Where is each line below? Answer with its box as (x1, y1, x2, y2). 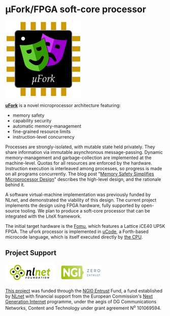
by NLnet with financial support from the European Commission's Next (5, 293, 153, 299)
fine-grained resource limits (12, 128, 71, 135)
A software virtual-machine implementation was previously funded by (5, 191, 151, 197)
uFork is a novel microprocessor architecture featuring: (5, 102, 121, 108)
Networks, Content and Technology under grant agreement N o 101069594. (5, 304, 161, 311)
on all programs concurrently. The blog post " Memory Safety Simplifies (5, 171, 154, 177)
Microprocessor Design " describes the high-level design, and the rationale (5, 176, 161, 182)
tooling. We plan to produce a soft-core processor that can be (21, 207, 151, 214)
